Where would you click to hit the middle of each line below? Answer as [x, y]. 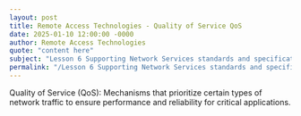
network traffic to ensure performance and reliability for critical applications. [150, 102]
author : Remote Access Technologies [77, 42]
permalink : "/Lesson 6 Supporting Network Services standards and [136, 68]
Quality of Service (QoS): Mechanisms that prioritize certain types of [136, 92]
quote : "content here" [52, 51]
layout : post [34, 17]
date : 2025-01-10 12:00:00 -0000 [72, 34]
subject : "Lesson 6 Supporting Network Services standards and [130, 59]
